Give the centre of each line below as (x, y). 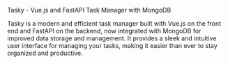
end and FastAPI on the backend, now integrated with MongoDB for (104, 31)
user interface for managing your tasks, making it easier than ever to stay (112, 46)
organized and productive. (45, 53)
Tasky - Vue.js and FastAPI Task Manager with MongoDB (89, 10)
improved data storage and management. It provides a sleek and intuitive (112, 38)
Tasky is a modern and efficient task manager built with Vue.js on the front (114, 23)
